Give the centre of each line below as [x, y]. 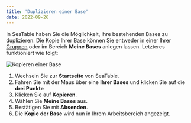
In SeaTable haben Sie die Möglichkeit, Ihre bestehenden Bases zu [87, 34]
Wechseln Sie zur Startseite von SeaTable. [67, 76]
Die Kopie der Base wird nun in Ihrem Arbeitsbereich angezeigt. [92, 114]
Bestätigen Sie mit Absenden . [51, 107]
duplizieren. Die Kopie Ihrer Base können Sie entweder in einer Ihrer [89, 40]
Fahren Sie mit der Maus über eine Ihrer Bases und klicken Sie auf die [100, 82]
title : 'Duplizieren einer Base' [47, 12]
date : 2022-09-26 [27, 17]
